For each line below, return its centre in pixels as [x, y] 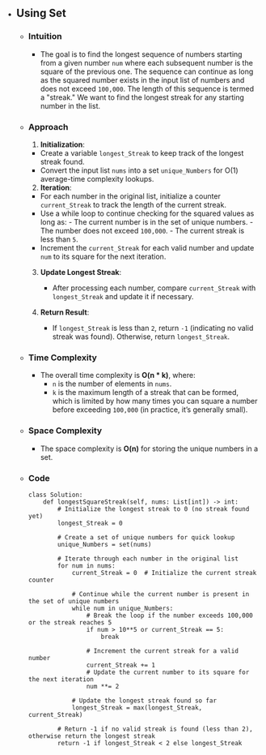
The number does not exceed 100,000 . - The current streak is [142, 230]
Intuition [45, 36]
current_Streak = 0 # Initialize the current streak [164, 573]
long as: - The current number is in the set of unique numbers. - [146, 221]
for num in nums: [86, 566]
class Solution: [55, 495]
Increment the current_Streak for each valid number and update [147, 247]
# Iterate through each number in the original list [148, 559]
